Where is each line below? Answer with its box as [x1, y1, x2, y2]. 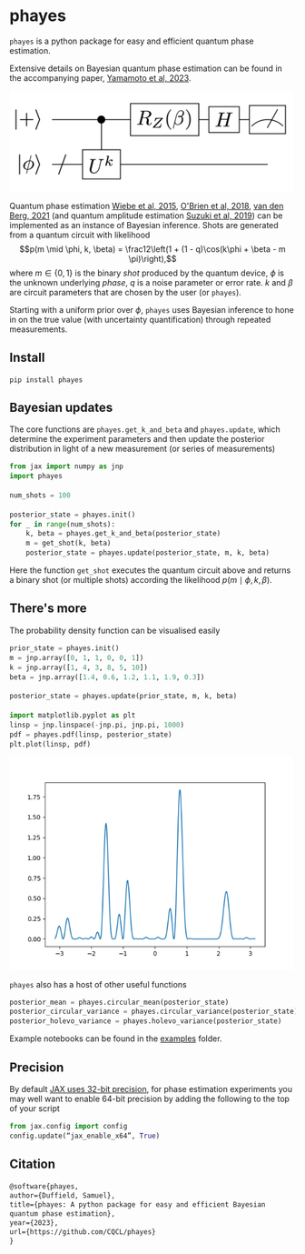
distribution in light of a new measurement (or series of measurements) [9, 443, 276, 455]
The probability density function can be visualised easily [9, 625, 221, 636]
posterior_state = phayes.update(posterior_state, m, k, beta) [25, 548, 271, 557]
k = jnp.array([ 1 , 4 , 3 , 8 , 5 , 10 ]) [9, 663, 148, 672]
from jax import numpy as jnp [9, 462, 124, 471]
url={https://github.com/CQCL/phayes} [9, 1227, 156, 1237]
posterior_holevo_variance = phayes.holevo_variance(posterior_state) [9, 1017, 282, 1026]
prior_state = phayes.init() [9, 643, 120, 653]
